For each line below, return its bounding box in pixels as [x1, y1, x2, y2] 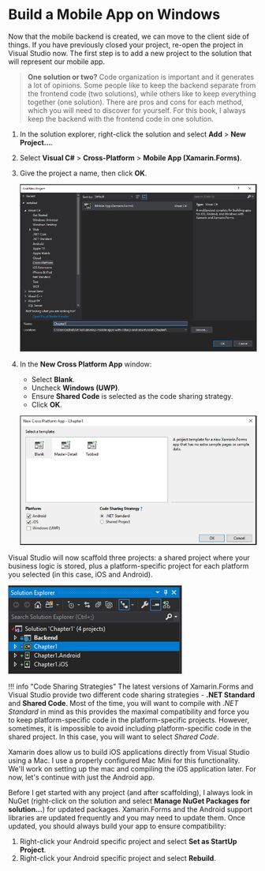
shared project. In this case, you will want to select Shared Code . [8, 732, 219, 741]
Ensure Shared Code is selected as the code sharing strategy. [31, 392, 233, 401]
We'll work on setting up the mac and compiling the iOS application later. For [8, 764, 256, 773]
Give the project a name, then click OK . [19, 168, 147, 178]
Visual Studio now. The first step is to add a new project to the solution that [8, 48, 252, 58]
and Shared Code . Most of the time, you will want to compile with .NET [8, 698, 239, 708]
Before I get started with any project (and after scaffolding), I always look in [8, 787, 253, 797]
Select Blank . [31, 375, 75, 385]
